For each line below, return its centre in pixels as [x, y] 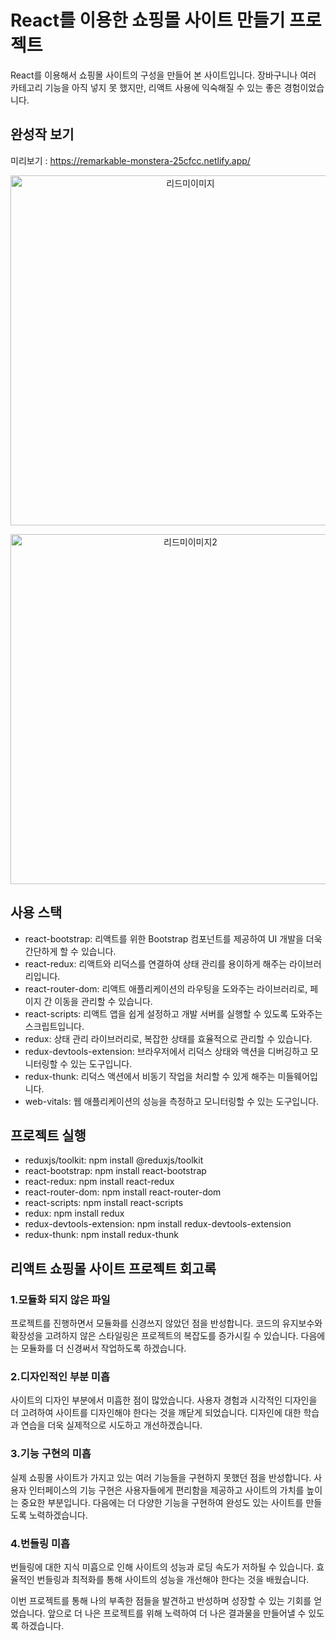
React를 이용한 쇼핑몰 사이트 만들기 [148, 20]
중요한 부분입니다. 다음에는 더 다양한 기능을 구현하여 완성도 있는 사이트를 [162, 1502]
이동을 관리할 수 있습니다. [103, 1001]
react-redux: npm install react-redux [99, 1182]
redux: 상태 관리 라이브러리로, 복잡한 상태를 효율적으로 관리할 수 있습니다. [168, 1038]
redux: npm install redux [74, 1213]
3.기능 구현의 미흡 [51, 1454]
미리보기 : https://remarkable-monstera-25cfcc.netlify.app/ [130, 160]
